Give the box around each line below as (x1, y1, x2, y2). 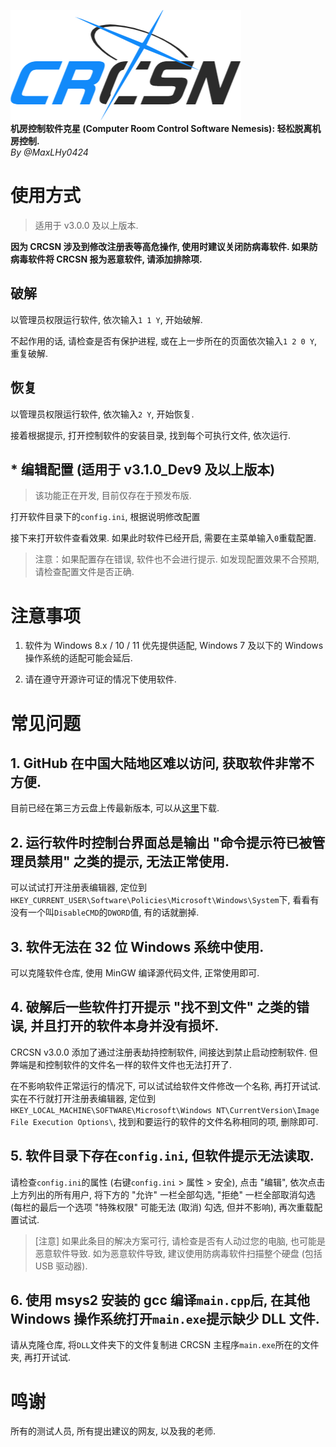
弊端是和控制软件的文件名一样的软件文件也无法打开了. (10, 1058, 233, 1070)
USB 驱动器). (34, 1260, 88, 1272)
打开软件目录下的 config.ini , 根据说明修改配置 (10, 511, 201, 523)
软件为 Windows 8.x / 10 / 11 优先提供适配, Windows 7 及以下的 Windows (24, 640, 324, 652)
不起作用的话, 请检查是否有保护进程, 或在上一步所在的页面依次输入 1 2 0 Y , (10, 335, 318, 347)
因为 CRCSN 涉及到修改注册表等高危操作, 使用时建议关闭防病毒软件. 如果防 (10, 240, 318, 252)
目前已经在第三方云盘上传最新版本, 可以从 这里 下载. (10, 802, 220, 814)
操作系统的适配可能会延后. (24, 652, 133, 664)
